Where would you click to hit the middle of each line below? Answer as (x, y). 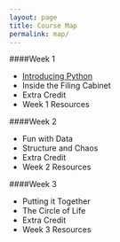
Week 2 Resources (56, 167)
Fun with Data (48, 139)
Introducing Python (57, 76)
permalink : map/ (39, 34)
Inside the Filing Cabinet (66, 86)
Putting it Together (56, 201)
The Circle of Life (54, 211)
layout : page (33, 17)
